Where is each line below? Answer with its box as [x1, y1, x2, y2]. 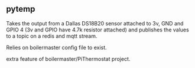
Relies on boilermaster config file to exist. [6, 44, 108, 51]
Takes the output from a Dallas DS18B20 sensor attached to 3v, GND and [6, 20, 184, 27]
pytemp [6, 4, 35, 14]
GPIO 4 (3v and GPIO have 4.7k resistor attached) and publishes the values [6, 26, 189, 33]
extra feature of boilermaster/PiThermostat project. [6, 55, 131, 62]
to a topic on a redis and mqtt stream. [6, 32, 97, 40]
